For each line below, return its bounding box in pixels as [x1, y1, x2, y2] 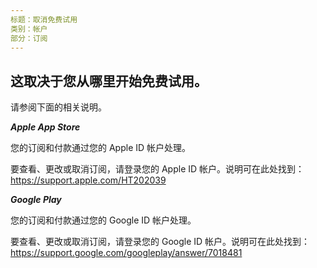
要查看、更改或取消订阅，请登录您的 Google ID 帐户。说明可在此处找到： [10, 236, 311, 248]
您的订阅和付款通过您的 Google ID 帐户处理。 [10, 214, 197, 226]
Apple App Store [10, 121, 81, 133]
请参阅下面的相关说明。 [10, 101, 107, 113]
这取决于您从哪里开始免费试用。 [10, 72, 208, 90]
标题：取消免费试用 [10, 14, 78, 25]
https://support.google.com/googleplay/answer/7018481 [10, 247, 243, 259]
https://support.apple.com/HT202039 [10, 174, 167, 186]
